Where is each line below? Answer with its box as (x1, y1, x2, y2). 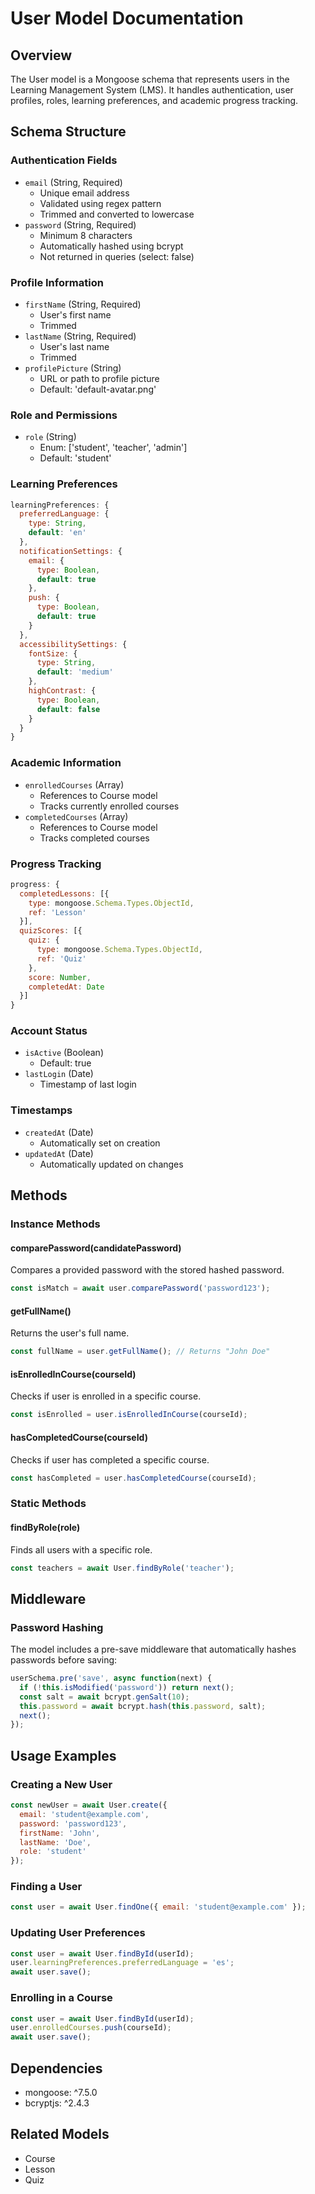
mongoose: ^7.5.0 (24, 2086, 98, 2098)
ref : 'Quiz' (36, 953, 87, 964)
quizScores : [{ (19, 926, 83, 936)
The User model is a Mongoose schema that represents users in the (10, 73, 290, 85)
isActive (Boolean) (24, 1047, 104, 1059)
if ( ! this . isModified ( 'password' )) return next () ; (19, 1682, 235, 1692)
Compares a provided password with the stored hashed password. (10, 1264, 285, 1276)
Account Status (10, 1024, 88, 1038)
